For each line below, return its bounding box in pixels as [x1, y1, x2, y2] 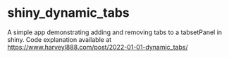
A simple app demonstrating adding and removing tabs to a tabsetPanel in [7, 28, 223, 36]
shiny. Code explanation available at [7, 35, 112, 43]
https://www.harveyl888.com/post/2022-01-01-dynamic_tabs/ [7, 43, 188, 51]
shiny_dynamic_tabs [7, 5, 130, 21]
